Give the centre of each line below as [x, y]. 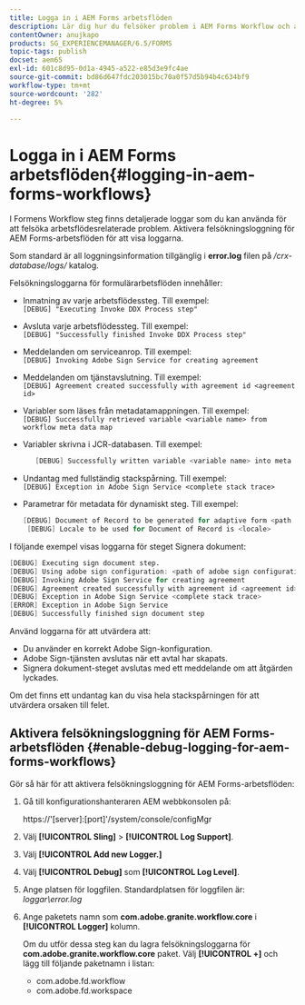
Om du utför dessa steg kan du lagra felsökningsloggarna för [137, 944]
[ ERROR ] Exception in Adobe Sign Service [89, 605]
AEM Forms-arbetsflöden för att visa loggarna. [97, 238]
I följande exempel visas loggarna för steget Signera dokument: [128, 546]
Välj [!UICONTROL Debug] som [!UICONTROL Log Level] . [131, 871]
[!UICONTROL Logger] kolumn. [81, 926]
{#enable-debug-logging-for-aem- [188, 747]
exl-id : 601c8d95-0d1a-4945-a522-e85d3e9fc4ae [99, 69]
